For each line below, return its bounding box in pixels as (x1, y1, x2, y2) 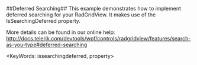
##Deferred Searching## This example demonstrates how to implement (6, 5, 182, 12)
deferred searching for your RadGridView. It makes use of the (6, 11, 156, 18)
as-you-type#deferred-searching (6, 41, 88, 48)
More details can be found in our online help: (6, 29, 115, 36)
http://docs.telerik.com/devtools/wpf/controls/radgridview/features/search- (6, 35, 191, 42)
